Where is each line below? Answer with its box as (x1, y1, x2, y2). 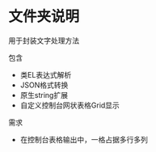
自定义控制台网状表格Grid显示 (19, 100, 120, 110)
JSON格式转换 (19, 80, 69, 90)
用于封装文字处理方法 (8, 36, 79, 45)
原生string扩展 (19, 90, 69, 99)
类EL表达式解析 (19, 70, 72, 79)
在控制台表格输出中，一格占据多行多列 (19, 134, 148, 144)
